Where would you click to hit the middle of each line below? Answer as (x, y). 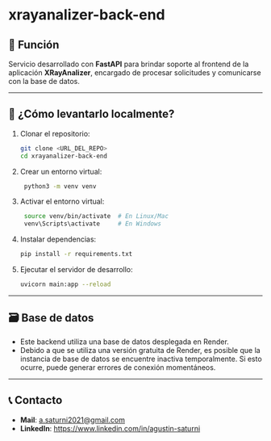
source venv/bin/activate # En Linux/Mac (96, 216)
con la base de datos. (44, 81)
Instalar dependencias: (58, 239)
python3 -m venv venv (60, 186)
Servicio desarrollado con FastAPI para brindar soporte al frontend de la (129, 64)
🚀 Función (34, 45)
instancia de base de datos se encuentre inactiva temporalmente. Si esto (141, 359)
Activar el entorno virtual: (62, 202)
